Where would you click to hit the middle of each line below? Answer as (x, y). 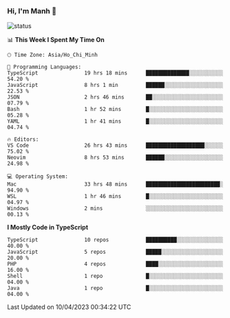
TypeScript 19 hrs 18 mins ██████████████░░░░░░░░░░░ (115, 73)
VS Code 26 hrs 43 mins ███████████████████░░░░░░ (115, 146)
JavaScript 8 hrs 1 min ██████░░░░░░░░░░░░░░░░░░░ (115, 86)
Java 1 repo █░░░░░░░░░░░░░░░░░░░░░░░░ (115, 288)
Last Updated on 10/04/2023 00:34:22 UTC (69, 307)
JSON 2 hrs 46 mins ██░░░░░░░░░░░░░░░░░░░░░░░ (115, 97)
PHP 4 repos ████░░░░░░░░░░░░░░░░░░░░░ (115, 264)
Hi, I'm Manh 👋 (32, 11)
